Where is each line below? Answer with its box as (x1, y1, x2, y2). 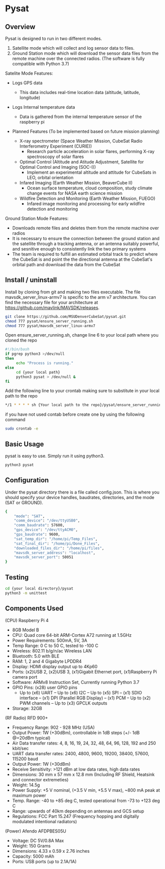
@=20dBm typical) (12, 735, 51, 741)
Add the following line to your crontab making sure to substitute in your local (5, 388, 160, 394)
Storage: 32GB (12, 705, 43, 711)
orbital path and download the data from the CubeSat (12, 262, 120, 267)
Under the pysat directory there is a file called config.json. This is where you (5, 489, 160, 495)
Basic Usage (5, 440, 44, 448)
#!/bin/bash (5, 347, 29, 352)
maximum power (12, 792, 47, 798)
